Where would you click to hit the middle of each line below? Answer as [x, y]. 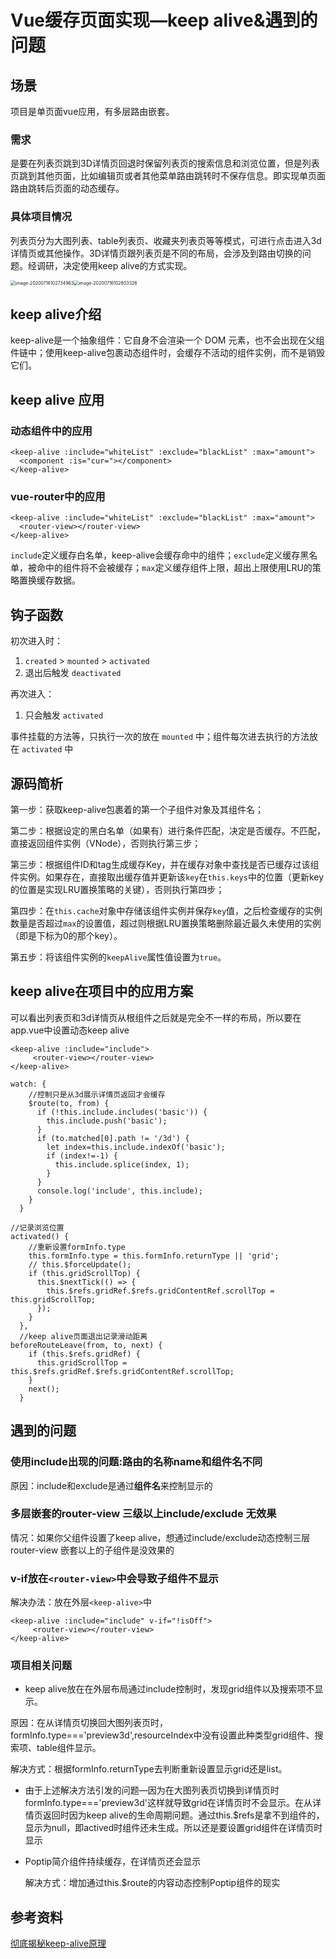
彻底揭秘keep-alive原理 [58, 1943]
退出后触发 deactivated [73, 673]
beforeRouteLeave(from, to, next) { [86, 1345]
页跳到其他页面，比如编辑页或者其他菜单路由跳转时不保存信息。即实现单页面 [168, 176]
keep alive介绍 [56, 314]
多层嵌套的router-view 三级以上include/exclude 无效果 [143, 1514]
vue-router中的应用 [58, 497]
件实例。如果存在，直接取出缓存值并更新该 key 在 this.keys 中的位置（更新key [167, 877]
